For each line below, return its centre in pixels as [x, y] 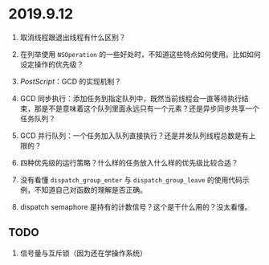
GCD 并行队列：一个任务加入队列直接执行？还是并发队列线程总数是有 [134, 135]
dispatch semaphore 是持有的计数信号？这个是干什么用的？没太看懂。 [136, 206]
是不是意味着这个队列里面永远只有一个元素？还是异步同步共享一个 [150, 108]
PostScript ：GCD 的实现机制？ [71, 81]
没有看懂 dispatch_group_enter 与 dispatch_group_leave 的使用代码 [131, 179]
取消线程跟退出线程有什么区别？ [73, 37]
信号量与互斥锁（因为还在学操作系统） [83, 253]
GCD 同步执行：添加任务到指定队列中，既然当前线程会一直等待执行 [131, 98]
